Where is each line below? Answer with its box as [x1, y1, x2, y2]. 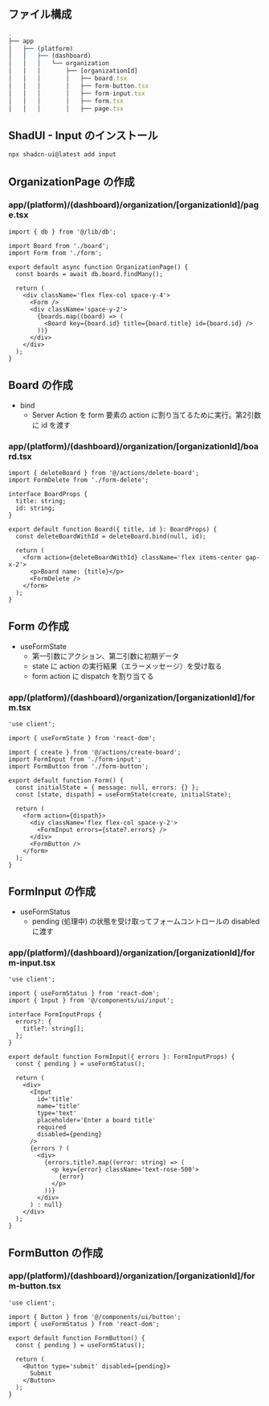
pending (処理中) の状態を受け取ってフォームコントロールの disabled [31, 916, 260, 926]
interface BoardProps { [8, 490, 88, 498]
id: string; [15, 504, 56, 512]
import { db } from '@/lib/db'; [8, 228, 116, 236]
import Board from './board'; [8, 242, 110, 250]
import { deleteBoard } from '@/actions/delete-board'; [8, 469, 199, 477]
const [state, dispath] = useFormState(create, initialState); [15, 791, 231, 799]
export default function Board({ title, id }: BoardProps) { [8, 525, 218, 533]
